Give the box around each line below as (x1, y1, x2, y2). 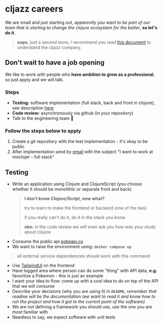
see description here (12, 105, 54, 111)
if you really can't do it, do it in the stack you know (24, 215, 126, 220)
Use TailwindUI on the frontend (12, 263, 75, 269)
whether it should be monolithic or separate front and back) (12, 186, 132, 192)
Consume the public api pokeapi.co (12, 238, 84, 244)
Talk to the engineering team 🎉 (12, 115, 74, 121)
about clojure (24, 229, 51, 235)
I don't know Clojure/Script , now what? (24, 196, 105, 201)
